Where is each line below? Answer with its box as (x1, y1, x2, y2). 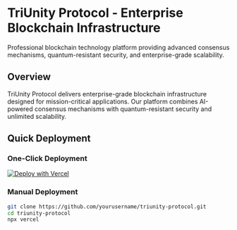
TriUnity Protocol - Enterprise (7, 5, 183, 21)
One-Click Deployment (7, 153, 87, 163)
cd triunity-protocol (7, 210, 71, 217)
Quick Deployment (7, 132, 91, 145)
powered (7, 104, 33, 113)
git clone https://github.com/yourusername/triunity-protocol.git (7, 203, 207, 210)
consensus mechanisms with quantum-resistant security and (34, 104, 212, 113)
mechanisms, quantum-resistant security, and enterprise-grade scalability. (7, 51, 224, 59)
